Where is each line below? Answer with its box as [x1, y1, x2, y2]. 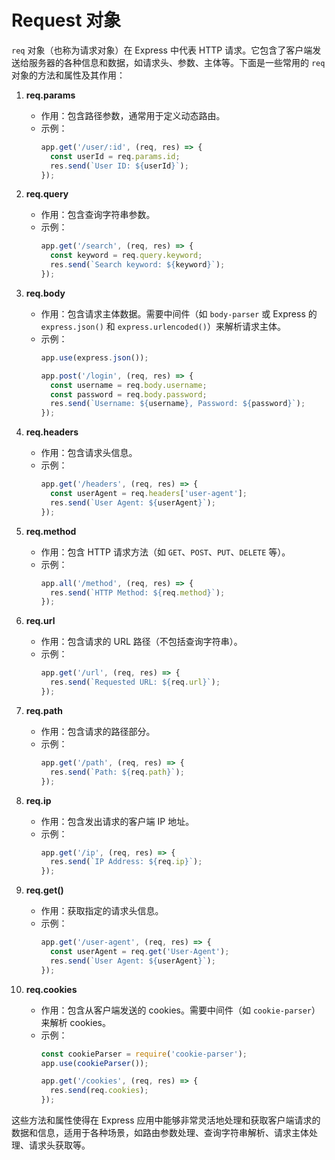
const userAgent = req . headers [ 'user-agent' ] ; [49, 489, 248, 499]
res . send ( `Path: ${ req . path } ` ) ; [49, 767, 185, 777]
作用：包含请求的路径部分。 [40, 725, 156, 737]
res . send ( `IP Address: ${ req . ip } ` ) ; [49, 857, 203, 867]
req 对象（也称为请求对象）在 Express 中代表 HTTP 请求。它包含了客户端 [11, 44, 313, 56]
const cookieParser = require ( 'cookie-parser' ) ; [40, 1049, 248, 1059]
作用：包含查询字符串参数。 [40, 209, 156, 221]
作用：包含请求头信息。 [40, 447, 138, 459]
